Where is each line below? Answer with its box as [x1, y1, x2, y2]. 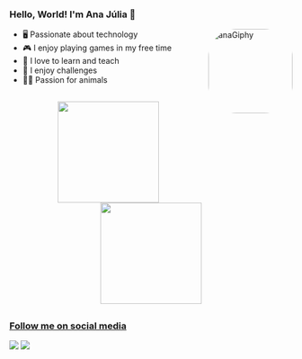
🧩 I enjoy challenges [22, 65, 97, 76]
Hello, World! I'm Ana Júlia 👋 [9, 8, 137, 21]
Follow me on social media [9, 319, 128, 332]
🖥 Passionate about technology [22, 29, 138, 40]
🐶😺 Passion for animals [22, 75, 108, 85]
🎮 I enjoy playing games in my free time [22, 42, 173, 53]
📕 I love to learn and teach [22, 56, 120, 67]
